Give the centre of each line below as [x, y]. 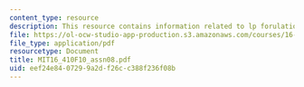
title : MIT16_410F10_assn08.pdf [70, 60]
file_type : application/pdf [62, 43]
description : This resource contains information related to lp [133, 26]
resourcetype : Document [54, 52]
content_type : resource [54, 18]
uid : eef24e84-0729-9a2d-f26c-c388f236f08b [93, 69]
